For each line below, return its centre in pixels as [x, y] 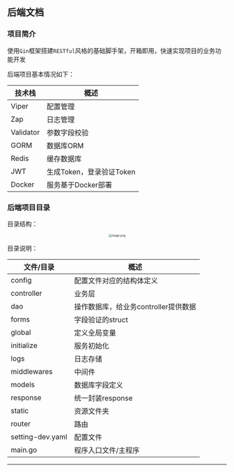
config [21, 280]
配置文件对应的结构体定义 [116, 281]
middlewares [32, 371]
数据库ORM [65, 145]
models [23, 384]
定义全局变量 [95, 333]
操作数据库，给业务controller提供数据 [135, 306]
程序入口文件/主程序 [107, 450]
